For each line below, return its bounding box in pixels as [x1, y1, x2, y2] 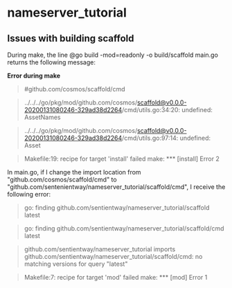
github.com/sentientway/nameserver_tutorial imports [24, 245, 176, 253]
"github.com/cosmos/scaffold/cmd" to [7, 175, 117, 183]
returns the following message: [7, 58, 96, 66]
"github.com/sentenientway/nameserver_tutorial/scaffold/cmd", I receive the [7, 183, 226, 191]
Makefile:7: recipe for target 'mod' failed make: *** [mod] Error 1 [24, 273, 208, 281]
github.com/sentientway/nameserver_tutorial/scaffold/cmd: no [24, 253, 203, 260]
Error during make [7, 71, 61, 80]
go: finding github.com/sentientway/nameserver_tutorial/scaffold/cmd [24, 224, 224, 233]
